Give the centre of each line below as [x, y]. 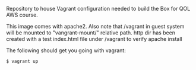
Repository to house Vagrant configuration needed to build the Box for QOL [98, 9]
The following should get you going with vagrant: [66, 50]
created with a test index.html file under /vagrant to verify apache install [94, 39]
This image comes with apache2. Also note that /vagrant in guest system [95, 26]
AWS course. [22, 15]
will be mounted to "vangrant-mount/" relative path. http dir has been [91, 33]
